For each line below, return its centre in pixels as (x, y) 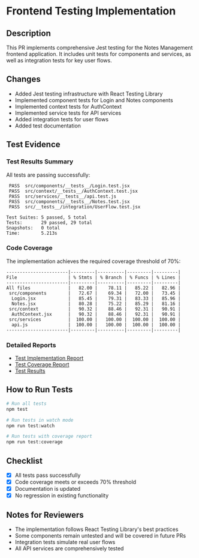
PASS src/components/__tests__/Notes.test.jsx (69, 202)
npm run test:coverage (34, 442)
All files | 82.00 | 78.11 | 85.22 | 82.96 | (94, 288)
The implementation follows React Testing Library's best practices (97, 529)
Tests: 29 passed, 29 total (49, 223)
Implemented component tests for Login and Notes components (94, 100)
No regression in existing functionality (62, 496)
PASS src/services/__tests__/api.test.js (63, 196)
